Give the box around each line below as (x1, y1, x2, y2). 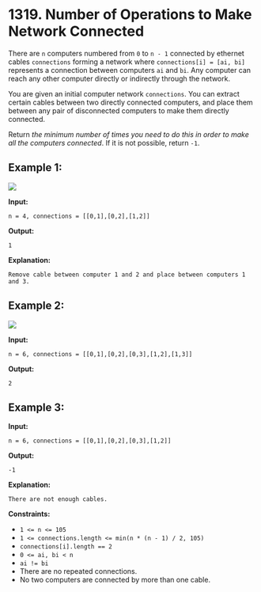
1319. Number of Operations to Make (8, 6, 252, 24)
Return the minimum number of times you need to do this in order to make (8, 129, 249, 139)
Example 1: (8, 161, 62, 175)
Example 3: (8, 400, 65, 414)
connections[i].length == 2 (19, 543, 112, 551)
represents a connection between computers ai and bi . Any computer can (8, 65, 252, 74)
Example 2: (8, 299, 65, 313)
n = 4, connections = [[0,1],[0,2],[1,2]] (8, 212, 150, 220)
